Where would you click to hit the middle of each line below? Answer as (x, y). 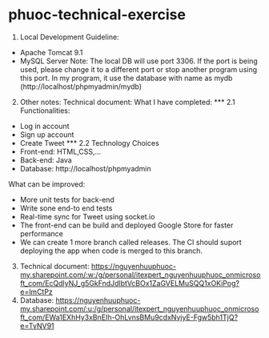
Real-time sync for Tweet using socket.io (87, 216)
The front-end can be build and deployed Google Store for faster (126, 225)
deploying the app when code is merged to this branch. (111, 251)
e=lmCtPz (36, 292)
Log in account (44, 126)
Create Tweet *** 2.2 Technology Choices (90, 143)
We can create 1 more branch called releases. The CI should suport (130, 242)
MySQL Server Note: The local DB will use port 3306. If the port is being (139, 61)
